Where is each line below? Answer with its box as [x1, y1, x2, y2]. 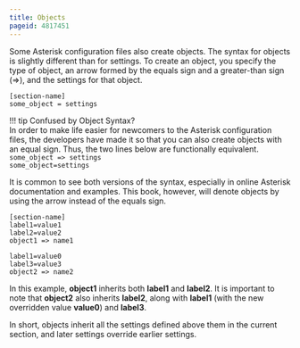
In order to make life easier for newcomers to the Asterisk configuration [9, 124, 272, 135]
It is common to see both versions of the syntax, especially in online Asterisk [9, 176, 291, 187]
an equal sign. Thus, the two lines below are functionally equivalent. [9, 144, 259, 154]
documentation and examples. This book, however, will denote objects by [9, 186, 279, 196]
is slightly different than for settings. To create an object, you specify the [9, 55, 277, 66]
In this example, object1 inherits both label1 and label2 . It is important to [9, 283, 275, 294]
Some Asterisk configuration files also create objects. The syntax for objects [9, 46, 291, 56]
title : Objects [9, 12, 66, 22]
